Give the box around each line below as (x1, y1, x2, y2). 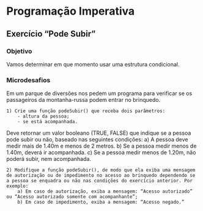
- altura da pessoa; (17, 113, 70, 120)
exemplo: (6, 183, 29, 190)
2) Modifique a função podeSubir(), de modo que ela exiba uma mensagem (6, 167, 196, 173)
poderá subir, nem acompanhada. (6, 156, 92, 163)
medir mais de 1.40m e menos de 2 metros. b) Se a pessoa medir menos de (6, 142, 197, 150)
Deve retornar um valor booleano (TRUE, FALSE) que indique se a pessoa (6, 129, 191, 137)
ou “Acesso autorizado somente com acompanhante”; (6, 194, 138, 200)
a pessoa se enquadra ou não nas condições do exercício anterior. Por (6, 178, 193, 184)
